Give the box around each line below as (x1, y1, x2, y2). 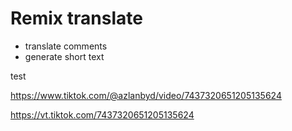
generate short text (24, 50, 105, 62)
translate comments (24, 40, 108, 52)
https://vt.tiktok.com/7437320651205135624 (10, 108, 195, 121)
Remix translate (10, 7, 143, 30)
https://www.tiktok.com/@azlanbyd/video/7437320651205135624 (10, 89, 282, 101)
